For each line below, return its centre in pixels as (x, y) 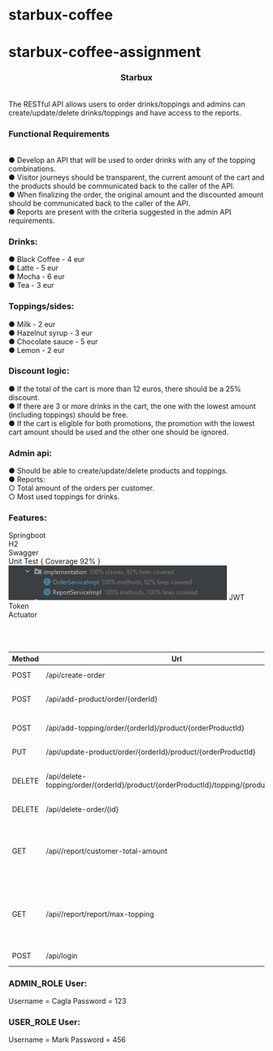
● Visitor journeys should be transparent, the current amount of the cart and (136, 177)
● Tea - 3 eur (31, 286)
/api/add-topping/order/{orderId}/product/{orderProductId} (145, 728)
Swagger (24, 553)
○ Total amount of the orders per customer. (82, 488)
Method (25, 659)
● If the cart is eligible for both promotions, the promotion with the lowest (132, 423)
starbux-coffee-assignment (105, 52)
